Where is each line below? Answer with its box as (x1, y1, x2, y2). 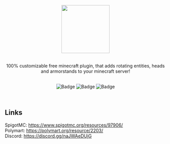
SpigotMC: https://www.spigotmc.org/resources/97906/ (5, 122, 123, 128)
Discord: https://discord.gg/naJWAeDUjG (5, 133, 92, 139)
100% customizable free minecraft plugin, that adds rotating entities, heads (6, 63, 165, 69)
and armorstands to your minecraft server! (40, 68, 131, 74)
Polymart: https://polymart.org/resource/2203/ (5, 127, 103, 133)
